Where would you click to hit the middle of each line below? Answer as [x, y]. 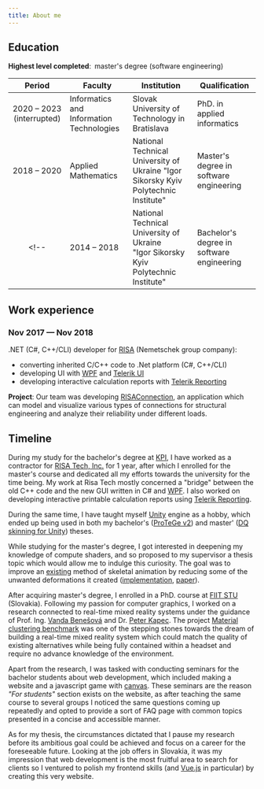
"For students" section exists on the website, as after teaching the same [125, 694]
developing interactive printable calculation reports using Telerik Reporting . [130, 499]
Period [37, 86]
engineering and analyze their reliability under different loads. [108, 413]
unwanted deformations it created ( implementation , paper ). [104, 580]
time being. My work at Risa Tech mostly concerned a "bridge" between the [131, 482]
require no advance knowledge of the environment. [91, 654]
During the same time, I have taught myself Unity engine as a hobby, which [130, 514]
